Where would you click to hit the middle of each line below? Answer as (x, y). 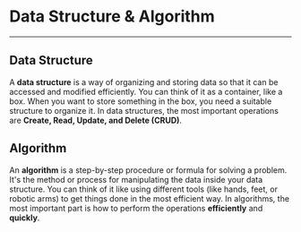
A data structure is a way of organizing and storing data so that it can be (144, 82)
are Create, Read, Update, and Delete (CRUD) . (95, 120)
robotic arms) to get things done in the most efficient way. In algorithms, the (149, 198)
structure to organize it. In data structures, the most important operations (144, 110)
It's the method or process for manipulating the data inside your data (136, 179)
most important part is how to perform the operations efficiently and (136, 208)
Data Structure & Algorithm (112, 17)
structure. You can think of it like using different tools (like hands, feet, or (143, 189)
